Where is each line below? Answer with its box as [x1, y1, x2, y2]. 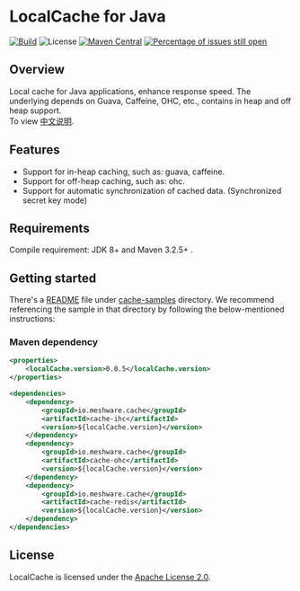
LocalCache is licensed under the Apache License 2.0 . [9, 571, 211, 582]
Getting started [9, 270, 97, 286]
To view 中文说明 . [9, 115, 75, 127]
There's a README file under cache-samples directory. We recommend [9, 295, 275, 305]
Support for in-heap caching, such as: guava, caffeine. [22, 166, 225, 177]
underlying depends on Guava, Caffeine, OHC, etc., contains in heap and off [9, 95, 292, 106]
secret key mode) [22, 195, 88, 206]
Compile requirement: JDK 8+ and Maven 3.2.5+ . [9, 244, 193, 255]
